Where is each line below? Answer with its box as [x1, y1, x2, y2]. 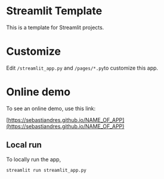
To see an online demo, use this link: [6, 105, 96, 112]
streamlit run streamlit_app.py [6, 167, 86, 173]
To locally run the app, [6, 156, 61, 163]
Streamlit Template [6, 4, 103, 18]
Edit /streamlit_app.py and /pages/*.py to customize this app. [6, 64, 159, 71]
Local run [6, 140, 42, 150]
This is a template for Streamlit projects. [6, 24, 104, 31]
